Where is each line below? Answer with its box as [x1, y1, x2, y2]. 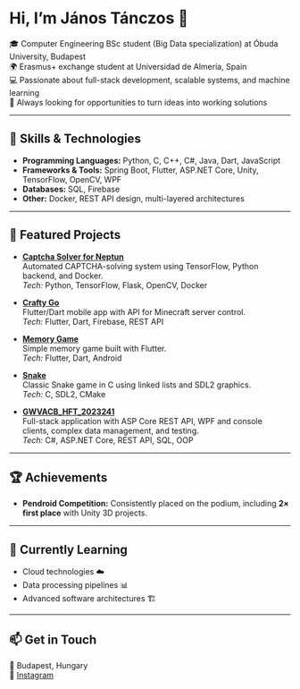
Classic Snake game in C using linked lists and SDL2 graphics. [21, 379, 252, 390]
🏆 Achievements [9, 470, 108, 485]
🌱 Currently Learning [9, 541, 128, 557]
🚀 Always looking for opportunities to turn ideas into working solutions [9, 97, 268, 107]
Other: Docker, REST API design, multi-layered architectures [21, 192, 246, 204]
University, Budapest [9, 51, 87, 62]
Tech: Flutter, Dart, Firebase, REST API [21, 316, 164, 327]
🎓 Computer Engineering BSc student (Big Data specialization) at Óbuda [9, 38, 279, 48]
